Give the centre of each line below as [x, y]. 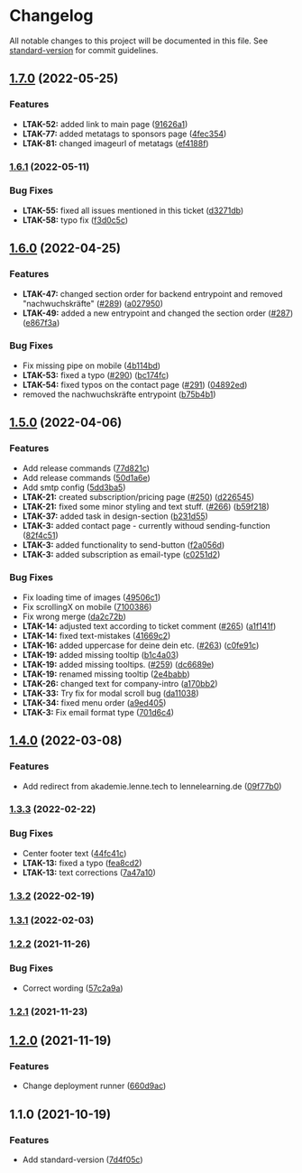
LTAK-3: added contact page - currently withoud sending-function [146, 525]
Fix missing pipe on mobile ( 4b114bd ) [91, 365]
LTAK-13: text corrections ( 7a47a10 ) [89, 873]
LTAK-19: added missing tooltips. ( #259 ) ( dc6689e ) [118, 664]
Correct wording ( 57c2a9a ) [73, 988]
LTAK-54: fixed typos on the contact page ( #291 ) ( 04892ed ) [135, 384]
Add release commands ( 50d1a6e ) [86, 477]
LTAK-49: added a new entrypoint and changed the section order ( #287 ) [158, 313]
